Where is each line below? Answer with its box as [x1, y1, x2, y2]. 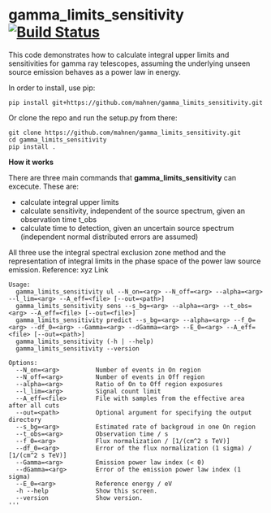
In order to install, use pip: [8, 83, 96, 93]
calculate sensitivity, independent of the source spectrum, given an [19, 206, 246, 215]
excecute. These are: [8, 181, 80, 191]
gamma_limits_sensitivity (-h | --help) [15, 337, 154, 346]
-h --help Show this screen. [15, 486, 158, 495]
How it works [8, 157, 54, 167]
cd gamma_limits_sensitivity [8, 136, 107, 144]
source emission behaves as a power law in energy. [8, 67, 181, 76]
